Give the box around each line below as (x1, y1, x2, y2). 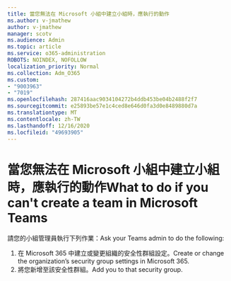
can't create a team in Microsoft (7, 195, 199, 211)
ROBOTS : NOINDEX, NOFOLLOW (7, 57, 87, 64)
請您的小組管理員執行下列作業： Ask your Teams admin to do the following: (7, 234, 225, 243)
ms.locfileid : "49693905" (7, 129, 83, 136)
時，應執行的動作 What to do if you (7, 179, 209, 195)
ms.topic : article (7, 43, 61, 50)
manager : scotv (7, 30, 52, 38)
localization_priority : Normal (7, 63, 100, 70)
